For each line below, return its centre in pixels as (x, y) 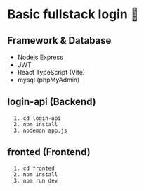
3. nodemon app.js (41, 130)
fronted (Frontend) (49, 152)
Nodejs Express (40, 57)
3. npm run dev (36, 180)
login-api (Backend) (52, 102)
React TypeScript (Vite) (51, 72)
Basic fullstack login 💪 (73, 14)
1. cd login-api (37, 118)
